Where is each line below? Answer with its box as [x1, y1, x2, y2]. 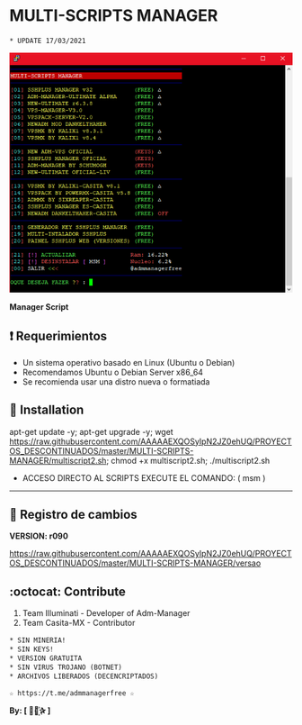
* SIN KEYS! [9, 645, 54, 654]
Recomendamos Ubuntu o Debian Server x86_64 [22, 367, 204, 377]
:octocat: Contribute [9, 584, 126, 599]
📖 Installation [9, 403, 84, 418]
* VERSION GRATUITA [9, 654, 83, 663]
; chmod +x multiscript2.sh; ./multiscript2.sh [106, 455, 271, 466]
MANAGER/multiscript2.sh [9, 455, 107, 466]
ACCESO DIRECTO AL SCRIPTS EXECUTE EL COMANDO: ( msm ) [22, 472, 266, 483]
